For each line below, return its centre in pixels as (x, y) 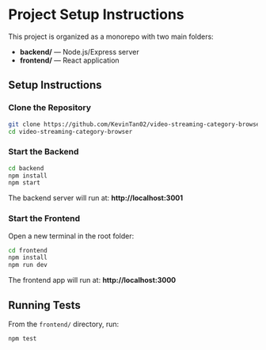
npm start (25, 183)
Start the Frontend (44, 219)
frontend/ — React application (70, 60)
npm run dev (28, 265)
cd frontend (28, 250)
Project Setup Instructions (96, 15)
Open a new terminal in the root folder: (71, 236)
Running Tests (44, 305)
